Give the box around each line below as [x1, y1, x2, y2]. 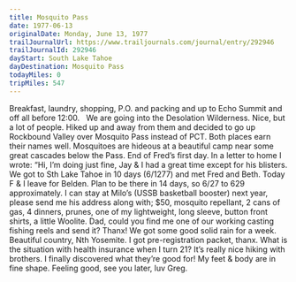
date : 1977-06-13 [9, 21, 73, 30]
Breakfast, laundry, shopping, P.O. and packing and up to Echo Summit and [9, 103, 283, 113]
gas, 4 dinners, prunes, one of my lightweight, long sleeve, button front [9, 206, 268, 217]
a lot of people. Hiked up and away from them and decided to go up [9, 121, 256, 133]
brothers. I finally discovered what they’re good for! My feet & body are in [9, 253, 277, 263]
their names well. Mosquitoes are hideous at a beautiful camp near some [9, 141, 274, 151]
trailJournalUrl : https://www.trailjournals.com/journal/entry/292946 [9, 37, 275, 47]
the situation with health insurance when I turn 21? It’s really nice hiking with [9, 244, 285, 255]
